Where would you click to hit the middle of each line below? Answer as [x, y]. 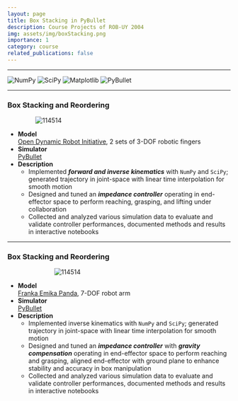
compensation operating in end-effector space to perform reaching [127, 354]
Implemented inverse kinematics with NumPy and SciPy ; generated [123, 323]
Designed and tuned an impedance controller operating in [114, 194]
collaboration [47, 209]
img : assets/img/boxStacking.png [57, 34]
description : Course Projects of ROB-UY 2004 [75, 27]
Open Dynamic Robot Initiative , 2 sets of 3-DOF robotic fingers [109, 141]
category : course [33, 47]
